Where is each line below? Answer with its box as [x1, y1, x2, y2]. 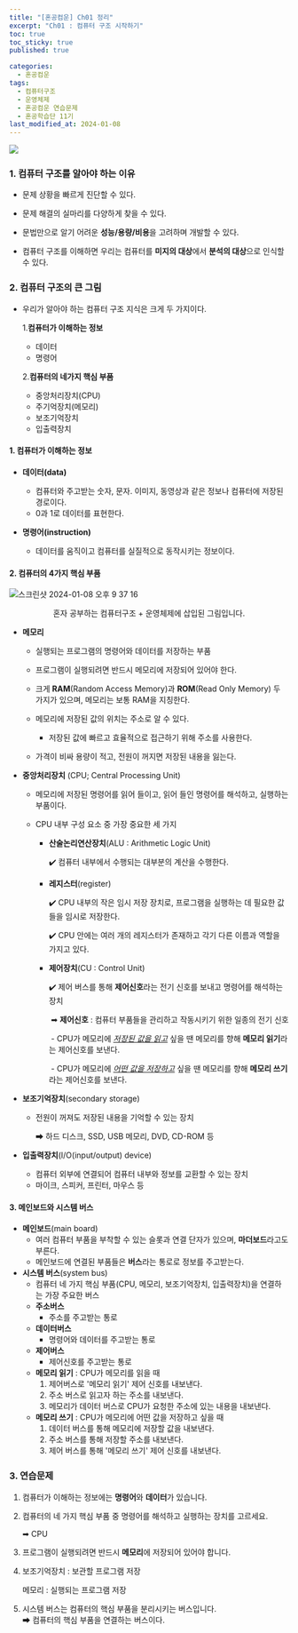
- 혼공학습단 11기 [17, 112, 74, 121]
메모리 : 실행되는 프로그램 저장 [21, 1584, 127, 1595]
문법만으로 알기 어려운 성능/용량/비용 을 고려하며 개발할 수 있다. [21, 227, 239, 238]
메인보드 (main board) [21, 1223, 98, 1234]
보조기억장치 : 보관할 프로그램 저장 [21, 1565, 141, 1576]
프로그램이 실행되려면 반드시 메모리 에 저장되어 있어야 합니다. [21, 1547, 231, 1557]
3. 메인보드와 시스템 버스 [9, 1201, 94, 1213]
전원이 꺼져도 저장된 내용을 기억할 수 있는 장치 [35, 1112, 194, 1123]
